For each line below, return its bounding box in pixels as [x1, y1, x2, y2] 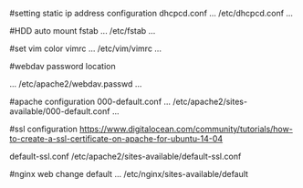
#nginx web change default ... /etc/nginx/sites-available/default [9, 169, 249, 179]
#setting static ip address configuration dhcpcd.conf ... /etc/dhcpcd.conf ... [9, 8, 294, 18]
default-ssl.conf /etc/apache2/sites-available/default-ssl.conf [9, 151, 242, 162]
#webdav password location [9, 61, 116, 71]
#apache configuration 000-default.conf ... [9, 96, 172, 107]
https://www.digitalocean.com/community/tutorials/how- [78, 123, 294, 134]
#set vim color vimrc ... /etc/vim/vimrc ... [9, 43, 162, 54]
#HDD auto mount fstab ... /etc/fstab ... [9, 26, 156, 36]
